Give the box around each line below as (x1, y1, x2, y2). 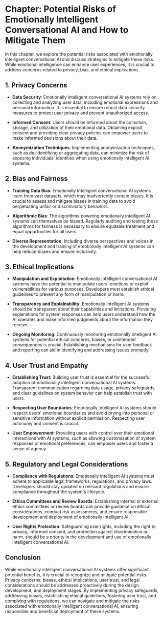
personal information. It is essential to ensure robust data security (12, 104, 145, 110)
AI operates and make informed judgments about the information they (12, 316, 153, 323)
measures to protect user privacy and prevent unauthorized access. (12, 110, 149, 116)
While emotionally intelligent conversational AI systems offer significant (5, 566, 149, 572)
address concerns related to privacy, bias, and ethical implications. (5, 66, 140, 72)
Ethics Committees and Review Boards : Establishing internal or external (12, 498, 159, 504)
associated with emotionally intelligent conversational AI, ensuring (5, 603, 139, 609)
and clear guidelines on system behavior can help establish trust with (12, 390, 152, 396)
